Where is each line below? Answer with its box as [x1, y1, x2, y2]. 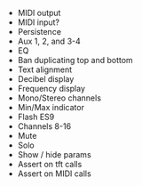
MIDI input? [17, 17, 60, 28]
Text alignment [17, 64, 73, 75]
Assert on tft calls [17, 159, 83, 169]
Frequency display [17, 84, 86, 93]
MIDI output [17, 8, 61, 18]
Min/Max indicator [17, 102, 84, 112]
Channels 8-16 [17, 121, 72, 132]
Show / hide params [17, 150, 91, 159]
